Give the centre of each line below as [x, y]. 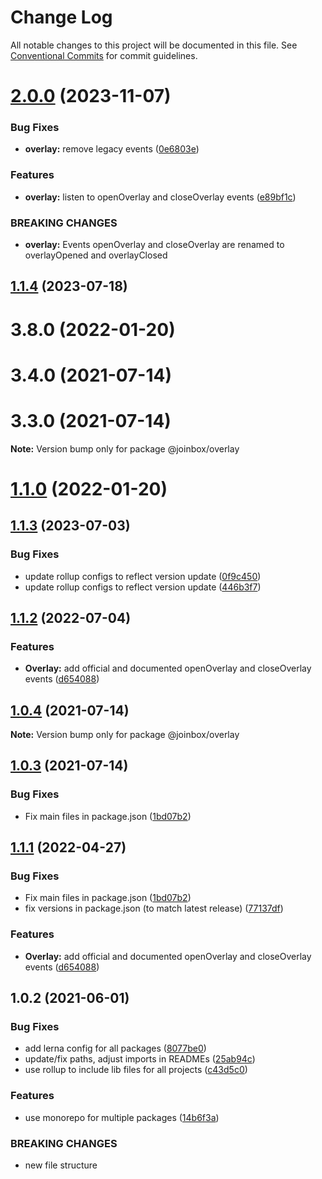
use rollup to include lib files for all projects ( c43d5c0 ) [136, 1070]
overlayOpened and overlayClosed [96, 255]
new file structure [61, 1165]
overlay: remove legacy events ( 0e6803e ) [112, 149]
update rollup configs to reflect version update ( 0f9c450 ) [143, 576]
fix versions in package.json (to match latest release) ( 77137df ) [154, 908]
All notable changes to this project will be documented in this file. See [154, 45]
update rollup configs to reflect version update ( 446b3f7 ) [143, 587]
